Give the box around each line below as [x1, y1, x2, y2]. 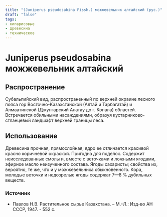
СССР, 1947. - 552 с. [12, 206, 56, 212]
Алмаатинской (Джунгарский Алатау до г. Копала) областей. [5, 107, 136, 113]
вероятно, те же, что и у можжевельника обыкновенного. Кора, [5, 166, 143, 172]
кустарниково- [112, 112, 145, 118]
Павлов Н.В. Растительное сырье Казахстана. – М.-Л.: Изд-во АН [12, 201, 153, 207]
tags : [5, 17, 17, 22]
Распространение [5, 83, 65, 91]
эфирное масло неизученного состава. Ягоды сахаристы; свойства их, [5, 161, 158, 167]
